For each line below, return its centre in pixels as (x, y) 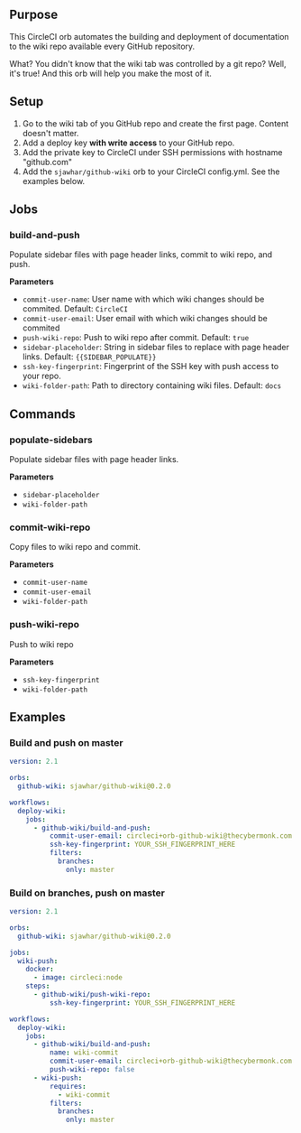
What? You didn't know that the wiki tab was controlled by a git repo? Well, (148, 63)
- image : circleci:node (78, 978)
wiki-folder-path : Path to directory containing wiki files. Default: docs (152, 385)
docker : (40, 970)
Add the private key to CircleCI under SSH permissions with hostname (152, 152)
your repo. (41, 376)
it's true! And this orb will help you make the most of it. (110, 73)
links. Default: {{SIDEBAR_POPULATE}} (89, 357)
